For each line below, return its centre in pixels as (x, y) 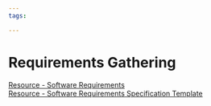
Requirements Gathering (92, 62)
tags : (17, 16)
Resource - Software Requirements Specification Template (105, 93)
